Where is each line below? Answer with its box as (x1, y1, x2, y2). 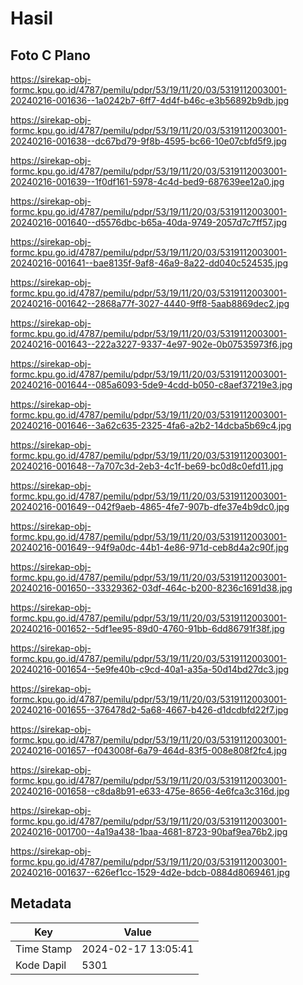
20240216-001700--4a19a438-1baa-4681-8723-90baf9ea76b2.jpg (10, 826, 288, 837)
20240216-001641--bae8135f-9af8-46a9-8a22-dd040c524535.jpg (10, 257, 289, 269)
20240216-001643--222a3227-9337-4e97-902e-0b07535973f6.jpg (10, 338, 293, 350)
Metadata (10, 895, 72, 912)
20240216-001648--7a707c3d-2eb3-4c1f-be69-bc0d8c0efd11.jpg (10, 460, 284, 472)
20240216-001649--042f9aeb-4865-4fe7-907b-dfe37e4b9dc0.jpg (10, 501, 290, 512)
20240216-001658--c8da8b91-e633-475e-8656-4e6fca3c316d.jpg (10, 785, 290, 797)
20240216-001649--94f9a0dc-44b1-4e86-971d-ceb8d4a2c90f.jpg (10, 542, 290, 553)
